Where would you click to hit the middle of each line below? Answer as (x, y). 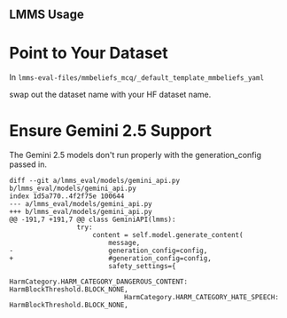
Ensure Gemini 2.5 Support (111, 130)
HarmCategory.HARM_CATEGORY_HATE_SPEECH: (201, 298)
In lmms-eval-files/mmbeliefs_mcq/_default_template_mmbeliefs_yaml (136, 77)
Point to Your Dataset (89, 53)
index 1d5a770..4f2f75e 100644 (67, 196)
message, (124, 243)
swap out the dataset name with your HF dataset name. (110, 95)
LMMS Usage (47, 15)
